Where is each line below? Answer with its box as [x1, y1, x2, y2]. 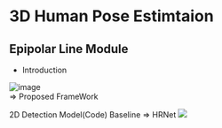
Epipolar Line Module [9, 41, 129, 56]
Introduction [21, 64, 67, 75]
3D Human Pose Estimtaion [9, 6, 215, 26]
